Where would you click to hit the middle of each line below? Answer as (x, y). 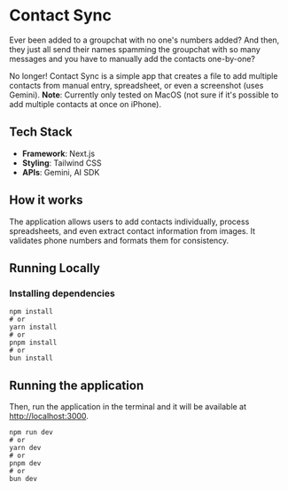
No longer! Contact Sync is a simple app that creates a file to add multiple (144, 75)
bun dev (23, 479)
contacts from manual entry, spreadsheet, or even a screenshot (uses (136, 85)
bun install (31, 358)
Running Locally (54, 268)
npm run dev (31, 432)
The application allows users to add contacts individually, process (129, 222)
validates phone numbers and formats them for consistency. (119, 240)
